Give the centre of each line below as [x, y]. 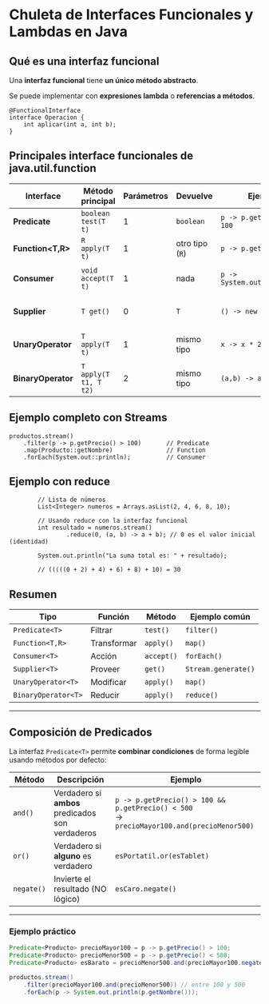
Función [114, 617]
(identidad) [29, 542]
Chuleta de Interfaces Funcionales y [131, 15]
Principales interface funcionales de [101, 156]
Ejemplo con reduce [59, 482]
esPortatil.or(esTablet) [162, 856]
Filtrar [101, 631]
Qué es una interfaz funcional [84, 61]
